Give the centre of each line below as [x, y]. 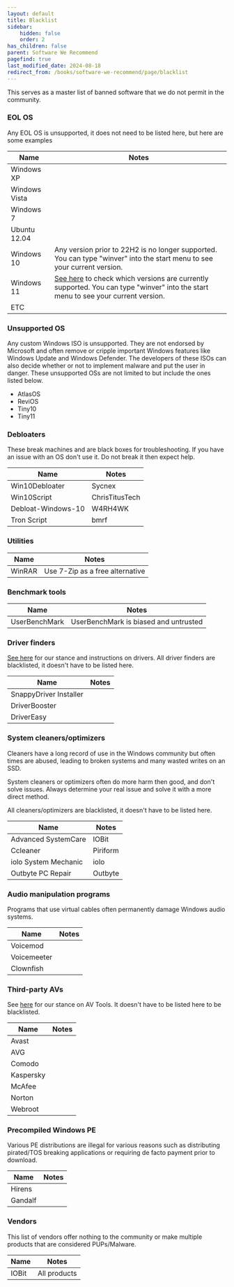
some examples [30, 140]
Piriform [106, 850]
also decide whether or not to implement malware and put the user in [106, 366]
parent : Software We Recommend [53, 53]
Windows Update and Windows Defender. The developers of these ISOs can [117, 358]
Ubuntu [23, 229]
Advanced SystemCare [48, 839]
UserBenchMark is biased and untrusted [137, 621]
